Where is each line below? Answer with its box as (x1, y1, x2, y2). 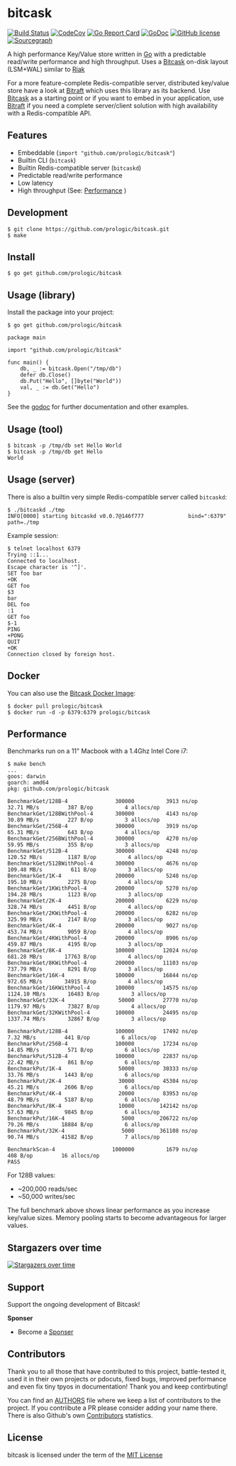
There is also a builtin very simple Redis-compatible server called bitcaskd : (7, 492, 227, 501)
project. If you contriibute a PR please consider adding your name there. (7, 1403, 218, 1412)
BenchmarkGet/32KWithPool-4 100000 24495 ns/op (7, 1009, 198, 1017)
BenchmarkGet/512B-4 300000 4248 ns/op (7, 848, 198, 855)
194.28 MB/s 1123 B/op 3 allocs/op (7, 891, 163, 898)
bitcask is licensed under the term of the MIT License (7, 1450, 163, 1459)
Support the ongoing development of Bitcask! (7, 1300, 140, 1309)
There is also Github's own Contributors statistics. (7, 1411, 154, 1419)
